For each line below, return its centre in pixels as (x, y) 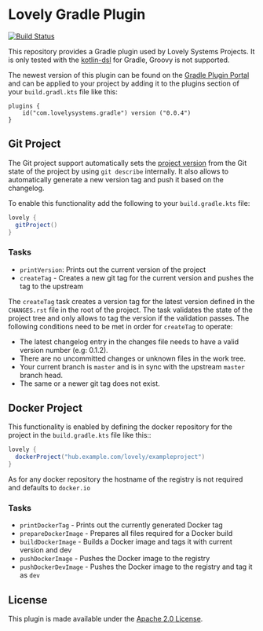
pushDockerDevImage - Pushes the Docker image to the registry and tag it (136, 567)
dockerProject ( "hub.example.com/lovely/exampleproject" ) (110, 457)
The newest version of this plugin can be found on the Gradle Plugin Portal (129, 75)
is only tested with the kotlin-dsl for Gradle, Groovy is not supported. (119, 60)
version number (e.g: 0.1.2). (64, 350)
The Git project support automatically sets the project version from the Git (128, 163)
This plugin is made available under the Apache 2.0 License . (106, 619)
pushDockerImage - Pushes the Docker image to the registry (115, 559)
